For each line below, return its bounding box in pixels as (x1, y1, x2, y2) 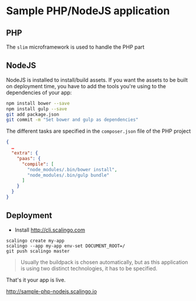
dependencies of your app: (6, 89, 72, 96)
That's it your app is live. (6, 276, 66, 283)
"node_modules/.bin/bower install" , (27, 166, 117, 172)
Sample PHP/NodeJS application (6, 4, 170, 18)
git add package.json (6, 111, 60, 117)
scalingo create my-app (6, 238, 65, 244)
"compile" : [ (21, 161, 54, 167)
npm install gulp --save (6, 105, 67, 112)
